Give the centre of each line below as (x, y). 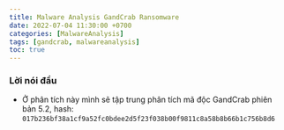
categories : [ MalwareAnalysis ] (67, 33)
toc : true (27, 50)
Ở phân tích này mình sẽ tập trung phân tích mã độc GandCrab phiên (147, 100)
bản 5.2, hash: (48, 109)
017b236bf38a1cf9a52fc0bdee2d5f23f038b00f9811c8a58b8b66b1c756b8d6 (148, 119)
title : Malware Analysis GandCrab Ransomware (94, 17)
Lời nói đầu (33, 81)
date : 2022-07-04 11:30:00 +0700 (71, 25)
